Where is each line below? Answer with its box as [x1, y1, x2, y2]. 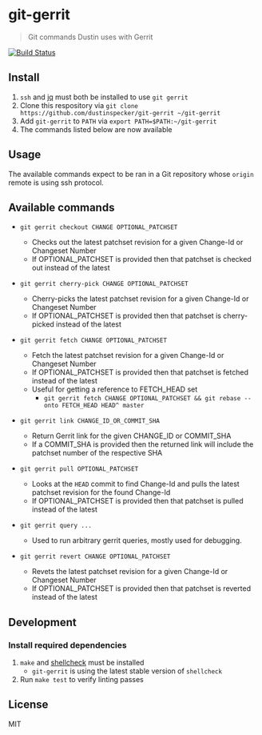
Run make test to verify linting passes [19, 675, 144, 685]
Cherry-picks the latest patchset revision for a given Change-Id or [31, 294, 249, 303]
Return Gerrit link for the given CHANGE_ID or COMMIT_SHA [31, 431, 232, 441]
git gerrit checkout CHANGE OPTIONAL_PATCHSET [19, 223, 178, 231]
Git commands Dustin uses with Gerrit [27, 32, 153, 42]
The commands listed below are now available [19, 124, 173, 134]
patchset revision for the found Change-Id [31, 488, 171, 497]
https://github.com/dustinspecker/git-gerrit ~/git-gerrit [19, 109, 221, 117]
